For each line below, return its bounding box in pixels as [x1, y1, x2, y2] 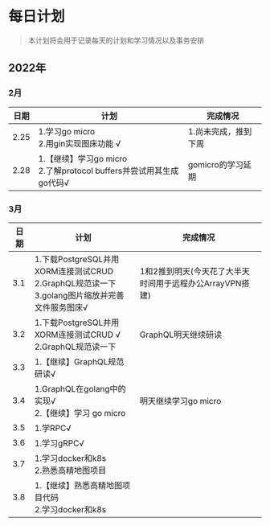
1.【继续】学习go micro [38, 153, 128, 164]
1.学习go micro [38, 125, 96, 137]
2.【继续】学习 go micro [34, 407, 126, 418]
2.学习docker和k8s [34, 503, 107, 515]
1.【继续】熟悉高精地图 [34, 479, 123, 491]
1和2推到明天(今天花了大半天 [139, 265, 251, 277]
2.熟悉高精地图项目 [34, 464, 107, 475]
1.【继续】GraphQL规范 [34, 355, 125, 367]
